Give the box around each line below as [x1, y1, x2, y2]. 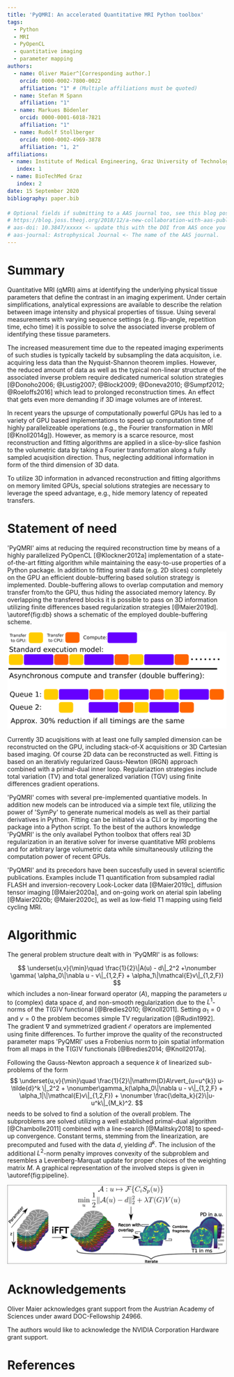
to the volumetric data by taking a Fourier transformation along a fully [7, 446, 206, 454]
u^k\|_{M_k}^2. [91, 1099, 134, 1107]
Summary [7, 263, 65, 279]
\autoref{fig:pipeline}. [7, 1171, 70, 1180]
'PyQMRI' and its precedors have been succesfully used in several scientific [7, 866, 225, 874]
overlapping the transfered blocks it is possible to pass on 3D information [7, 596, 218, 604]
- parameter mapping [13, 56, 73, 63]
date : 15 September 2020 [7, 187, 79, 194]
